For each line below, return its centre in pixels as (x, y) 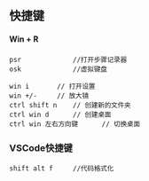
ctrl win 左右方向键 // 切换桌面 (74, 124)
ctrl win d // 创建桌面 (60, 114)
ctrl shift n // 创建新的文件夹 (70, 105)
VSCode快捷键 (41, 147)
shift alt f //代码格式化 (62, 168)
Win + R (24, 39)
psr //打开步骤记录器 (68, 59)
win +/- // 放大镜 (49, 96)
